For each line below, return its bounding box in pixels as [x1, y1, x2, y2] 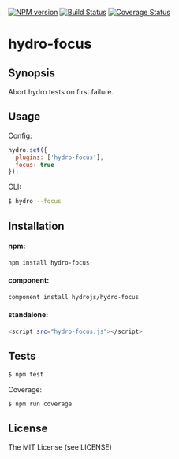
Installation [8, 219, 65, 232]
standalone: [8, 310, 49, 320]
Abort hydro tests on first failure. [8, 87, 114, 96]
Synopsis [8, 66, 55, 80]
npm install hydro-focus [8, 258, 90, 267]
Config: [8, 131, 33, 140]
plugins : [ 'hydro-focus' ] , [15, 154, 104, 161]
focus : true [15, 161, 55, 168]
